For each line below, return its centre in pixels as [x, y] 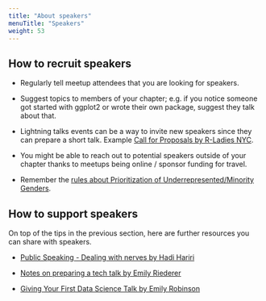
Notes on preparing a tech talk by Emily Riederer [100, 273]
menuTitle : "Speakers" [46, 23]
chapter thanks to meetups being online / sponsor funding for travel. [133, 164]
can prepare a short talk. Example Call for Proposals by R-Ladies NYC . [137, 140]
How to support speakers [73, 213]
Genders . [35, 188]
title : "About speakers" [50, 16]
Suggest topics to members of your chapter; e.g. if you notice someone [139, 98]
